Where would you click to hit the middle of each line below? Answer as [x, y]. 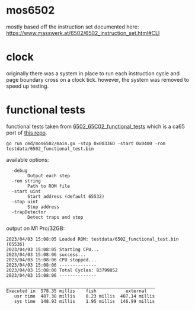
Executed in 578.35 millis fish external [76, 291]
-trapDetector [29, 212]
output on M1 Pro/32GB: [36, 228]
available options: [28, 159]
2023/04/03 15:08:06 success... [46, 255]
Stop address [44, 207]
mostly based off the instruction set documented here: [73, 27]
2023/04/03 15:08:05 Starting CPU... [53, 250]
